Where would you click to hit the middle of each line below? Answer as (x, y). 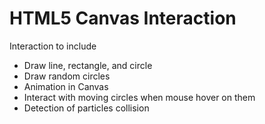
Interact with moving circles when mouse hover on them (139, 97)
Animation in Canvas (66, 86)
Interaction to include (53, 46)
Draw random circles (67, 76)
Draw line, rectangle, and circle (88, 65)
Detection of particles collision (86, 108)
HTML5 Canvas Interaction (123, 18)
